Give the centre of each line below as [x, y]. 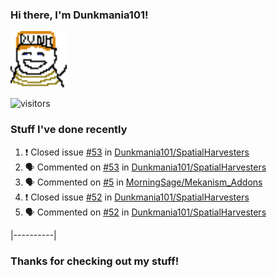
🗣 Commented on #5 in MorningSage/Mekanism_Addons [143, 182]
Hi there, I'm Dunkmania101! [79, 15]
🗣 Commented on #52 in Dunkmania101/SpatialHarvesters [145, 212]
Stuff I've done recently [69, 130]
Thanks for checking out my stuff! [95, 261]
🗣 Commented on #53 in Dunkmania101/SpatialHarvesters [145, 167]
